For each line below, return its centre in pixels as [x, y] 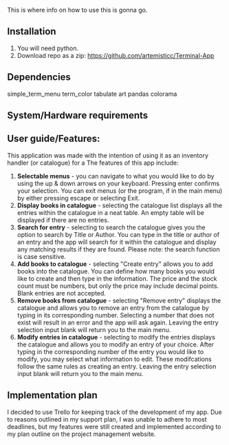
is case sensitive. [42, 256]
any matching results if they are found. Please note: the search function [118, 249]
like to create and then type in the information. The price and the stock [117, 278]
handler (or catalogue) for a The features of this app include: [93, 163]
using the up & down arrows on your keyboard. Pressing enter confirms [118, 183]
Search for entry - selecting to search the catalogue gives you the [111, 227]
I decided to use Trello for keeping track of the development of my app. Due [115, 412]
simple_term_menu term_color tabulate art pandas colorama [92, 94]
